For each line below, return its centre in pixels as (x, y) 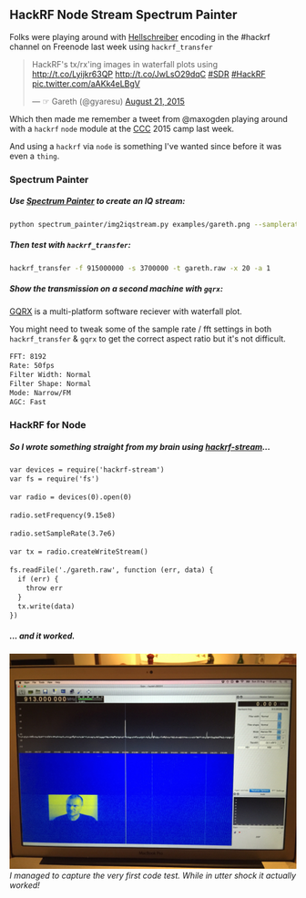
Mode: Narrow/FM (40, 393)
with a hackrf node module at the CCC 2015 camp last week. (122, 128)
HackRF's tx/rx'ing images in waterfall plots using (125, 64)
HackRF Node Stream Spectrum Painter (123, 15)
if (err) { (38, 579)
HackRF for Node (48, 425)
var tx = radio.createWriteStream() (79, 552)
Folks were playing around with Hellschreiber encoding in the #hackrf (140, 36)
